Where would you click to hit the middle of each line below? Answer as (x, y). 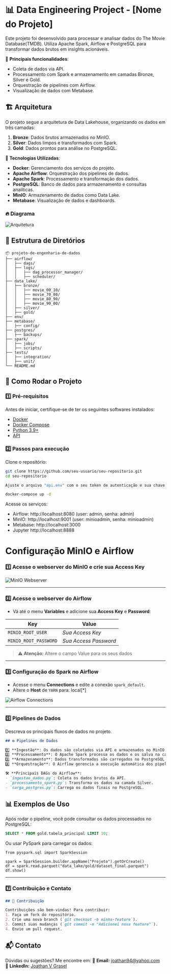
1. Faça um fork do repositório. (41, 915)
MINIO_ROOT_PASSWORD (33, 641)
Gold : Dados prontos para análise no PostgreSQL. (65, 148)
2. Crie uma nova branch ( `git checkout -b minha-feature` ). (72, 920)
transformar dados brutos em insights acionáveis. (57, 49)
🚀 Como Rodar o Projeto (44, 381)
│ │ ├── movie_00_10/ (33, 290)
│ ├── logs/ (20, 268)
